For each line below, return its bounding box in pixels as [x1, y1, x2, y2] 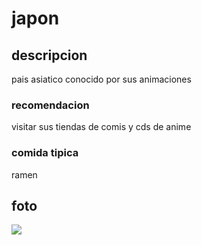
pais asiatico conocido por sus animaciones [11, 73, 192, 85]
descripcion [11, 47, 88, 64]
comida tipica [11, 146, 79, 160]
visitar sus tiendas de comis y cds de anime [11, 121, 192, 133]
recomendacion [11, 98, 90, 112]
